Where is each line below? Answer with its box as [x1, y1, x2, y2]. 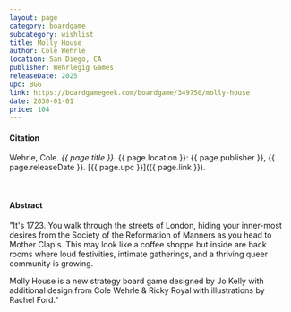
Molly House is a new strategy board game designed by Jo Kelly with [9, 275, 264, 286]
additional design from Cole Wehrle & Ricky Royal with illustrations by [9, 284, 266, 296]
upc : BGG [9, 80, 42, 89]
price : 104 [9, 105, 50, 114]
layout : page [9, 13, 58, 22]
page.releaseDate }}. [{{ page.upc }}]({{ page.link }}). [9, 162, 206, 173]
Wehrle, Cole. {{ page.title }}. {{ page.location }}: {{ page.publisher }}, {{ [9, 152, 276, 163]
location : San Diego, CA [9, 55, 102, 64]
